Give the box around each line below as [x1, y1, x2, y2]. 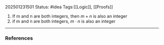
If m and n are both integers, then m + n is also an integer [12, 13, 128, 19]
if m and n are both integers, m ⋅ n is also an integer [12, 19, 116, 24]
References [5, 34, 33, 41]
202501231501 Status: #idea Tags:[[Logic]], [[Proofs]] [5, 4, 113, 10]
